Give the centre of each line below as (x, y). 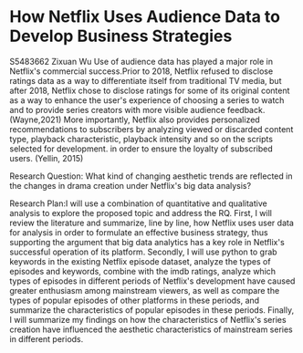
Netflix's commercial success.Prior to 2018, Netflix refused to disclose (141, 71)
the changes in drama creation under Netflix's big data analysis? (131, 185)
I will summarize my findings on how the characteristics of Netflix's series (148, 319)
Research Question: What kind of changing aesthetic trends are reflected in (151, 176)
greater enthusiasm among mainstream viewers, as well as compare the (145, 290)
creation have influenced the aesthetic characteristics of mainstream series (151, 329)
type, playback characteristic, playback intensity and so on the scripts (141, 139)
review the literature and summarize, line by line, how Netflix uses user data (152, 223)
